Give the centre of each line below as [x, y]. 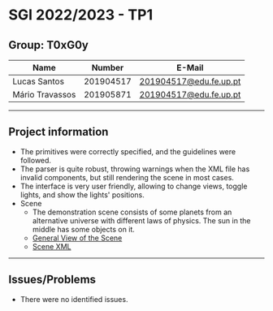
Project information [58, 132]
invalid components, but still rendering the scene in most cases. [127, 177]
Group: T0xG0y [49, 45]
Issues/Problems [52, 280]
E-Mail [190, 68]
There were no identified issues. [74, 299]
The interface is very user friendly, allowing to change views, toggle [134, 186]
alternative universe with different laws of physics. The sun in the [141, 220]
